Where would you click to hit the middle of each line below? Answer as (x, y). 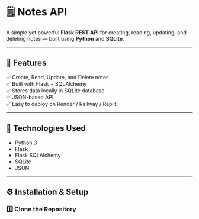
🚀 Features (26, 63)
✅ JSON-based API (30, 97)
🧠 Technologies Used (46, 128)
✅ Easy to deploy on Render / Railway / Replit (61, 104)
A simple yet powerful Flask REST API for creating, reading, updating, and (96, 32)
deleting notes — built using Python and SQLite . (65, 38)
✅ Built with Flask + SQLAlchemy (46, 83)
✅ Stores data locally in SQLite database (55, 91)
